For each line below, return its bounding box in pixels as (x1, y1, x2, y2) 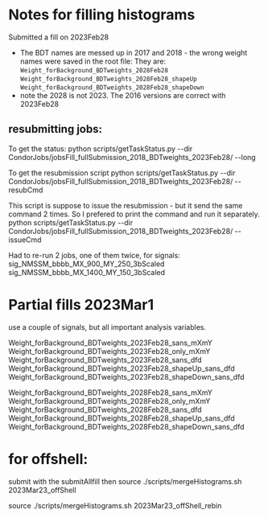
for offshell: (8, 450, 89, 468)
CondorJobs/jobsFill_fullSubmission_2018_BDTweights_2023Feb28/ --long (8, 152, 256, 162)
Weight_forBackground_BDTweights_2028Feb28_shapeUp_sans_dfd (8, 413, 235, 423)
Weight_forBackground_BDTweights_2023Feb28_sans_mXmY (8, 338, 213, 347)
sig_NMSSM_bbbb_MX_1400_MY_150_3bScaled (8, 267, 166, 277)
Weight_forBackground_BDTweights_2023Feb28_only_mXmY (8, 346, 211, 356)
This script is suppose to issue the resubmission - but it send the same (8, 200, 243, 210)
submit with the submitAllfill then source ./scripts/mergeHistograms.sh (8, 476, 242, 486)
